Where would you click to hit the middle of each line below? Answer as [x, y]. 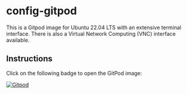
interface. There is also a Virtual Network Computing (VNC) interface [91, 33]
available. [18, 40]
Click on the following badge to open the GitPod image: [74, 73]
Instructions [29, 59]
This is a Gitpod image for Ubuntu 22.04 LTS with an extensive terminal [94, 27]
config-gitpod [42, 11]
